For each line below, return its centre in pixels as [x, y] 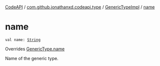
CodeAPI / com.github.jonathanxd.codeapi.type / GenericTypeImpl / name [80, 7]
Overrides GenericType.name [35, 49]
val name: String [23, 40]
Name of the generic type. [32, 58]
